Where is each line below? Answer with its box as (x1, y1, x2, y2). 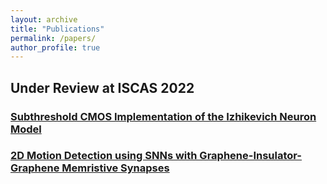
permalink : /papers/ (10, 33, 97, 43)
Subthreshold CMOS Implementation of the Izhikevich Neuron (10, 109, 317, 123)
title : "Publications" (10, 24, 105, 34)
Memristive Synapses (61, 161, 170, 175)
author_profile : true (10, 42, 101, 53)
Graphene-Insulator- (199, 149, 303, 163)
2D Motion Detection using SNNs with (10, 149, 198, 163)
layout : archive (10, 14, 78, 25)
